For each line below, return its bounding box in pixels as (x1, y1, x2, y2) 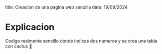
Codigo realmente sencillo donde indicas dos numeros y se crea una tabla (5, 38, 158, 44)
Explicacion (5, 22, 55, 33)
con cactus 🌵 (5, 43, 32, 49)
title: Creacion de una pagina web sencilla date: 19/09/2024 (5, 4, 128, 10)
